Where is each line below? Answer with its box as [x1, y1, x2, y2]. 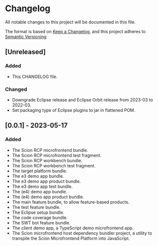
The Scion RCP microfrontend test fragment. [12, 152, 102, 158]
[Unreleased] [5, 48, 46, 56]
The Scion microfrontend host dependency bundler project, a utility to [12, 230, 152, 236]
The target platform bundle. [12, 168, 68, 174]
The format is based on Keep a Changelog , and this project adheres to [5, 28, 146, 34]
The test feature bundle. [12, 204, 61, 210]
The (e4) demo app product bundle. [12, 194, 84, 200]
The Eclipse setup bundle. [12, 209, 65, 215]
